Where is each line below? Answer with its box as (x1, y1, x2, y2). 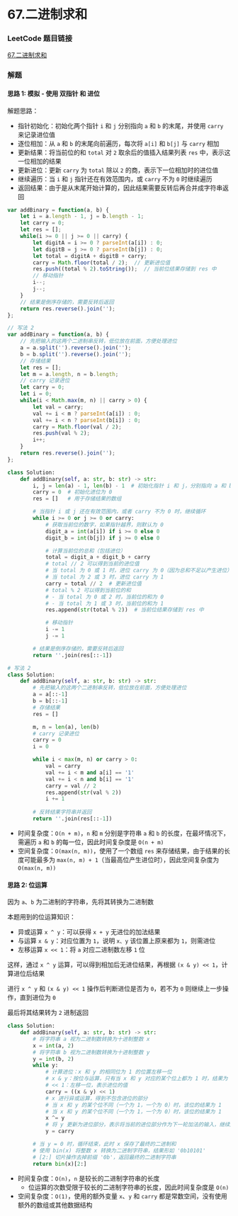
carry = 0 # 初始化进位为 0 (33, 489, 113, 496)
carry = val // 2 (45, 782, 97, 790)
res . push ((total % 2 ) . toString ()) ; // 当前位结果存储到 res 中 (33, 266, 217, 273)
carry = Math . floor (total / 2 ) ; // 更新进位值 (33, 259, 171, 266)
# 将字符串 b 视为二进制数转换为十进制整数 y (33, 1049, 150, 1056)
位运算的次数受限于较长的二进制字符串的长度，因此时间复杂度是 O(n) (28, 1183, 229, 1191)
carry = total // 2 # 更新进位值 (45, 580, 142, 587)
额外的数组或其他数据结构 (17, 1200, 93, 1209)
